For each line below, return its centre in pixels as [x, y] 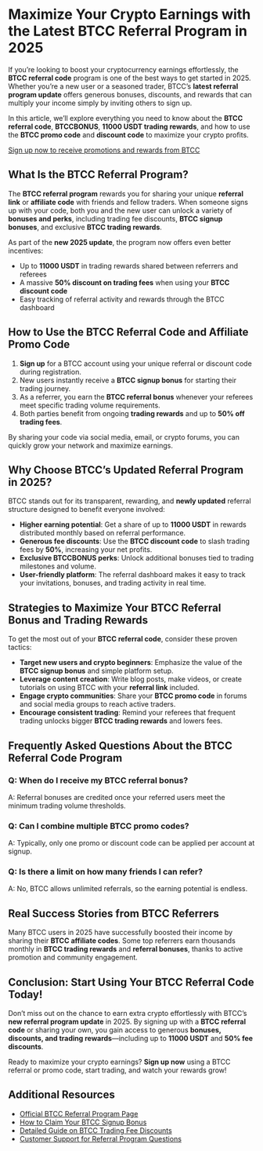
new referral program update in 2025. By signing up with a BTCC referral [127, 1021]
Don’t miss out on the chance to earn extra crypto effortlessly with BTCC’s [128, 1014]
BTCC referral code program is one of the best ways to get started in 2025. [130, 78]
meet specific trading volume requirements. [90, 405]
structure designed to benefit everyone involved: [87, 510]
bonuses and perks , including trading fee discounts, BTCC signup [115, 218]
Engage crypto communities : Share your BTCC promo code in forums [133, 696]
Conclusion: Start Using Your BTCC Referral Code [131, 982]
